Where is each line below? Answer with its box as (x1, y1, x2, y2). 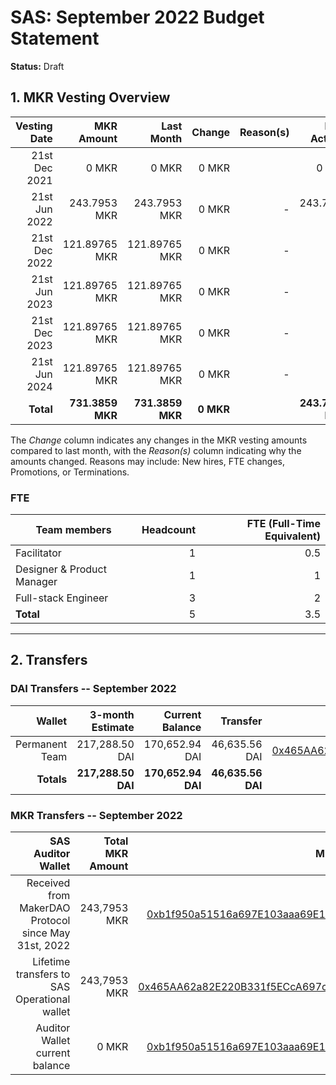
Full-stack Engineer (15, 591, 109, 605)
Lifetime (32, 955, 71, 969)
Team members (35, 523, 112, 537)
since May (21, 926, 71, 940)
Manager (15, 575, 58, 589)
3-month (89, 707, 135, 721)
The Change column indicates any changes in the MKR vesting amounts (10, 434, 308, 446)
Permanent (15, 737, 68, 751)
